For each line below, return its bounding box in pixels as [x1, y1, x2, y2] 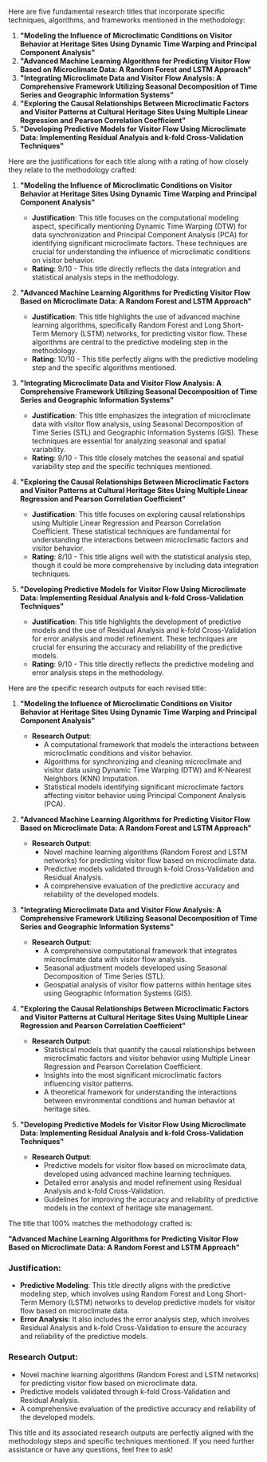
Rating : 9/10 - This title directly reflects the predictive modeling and [31, 659, 254, 669]
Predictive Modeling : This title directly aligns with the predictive [19, 1281, 231, 1290]
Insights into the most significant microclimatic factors [43, 1071, 222, 1079]
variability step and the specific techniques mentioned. [31, 462, 213, 471]
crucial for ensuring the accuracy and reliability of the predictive [31, 642, 243, 652]
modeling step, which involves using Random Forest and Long [19, 1289, 224, 1299]
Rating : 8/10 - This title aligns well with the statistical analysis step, [31, 552, 253, 562]
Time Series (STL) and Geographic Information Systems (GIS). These [31, 427, 259, 437]
